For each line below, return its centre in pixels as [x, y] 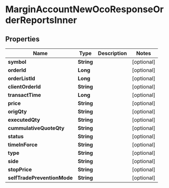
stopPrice [20, 169]
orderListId [22, 78]
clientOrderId [24, 87]
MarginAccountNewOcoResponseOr [85, 9]
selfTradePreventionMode [40, 178]
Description [112, 53]
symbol [17, 62]
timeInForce [23, 145]
